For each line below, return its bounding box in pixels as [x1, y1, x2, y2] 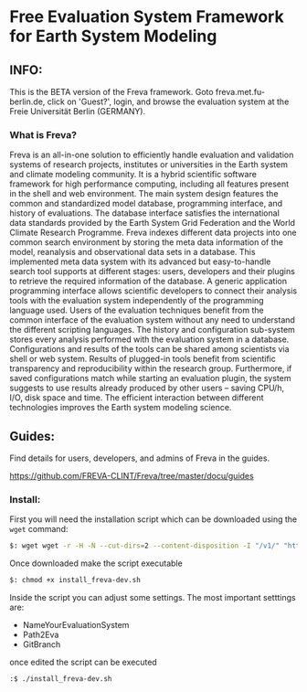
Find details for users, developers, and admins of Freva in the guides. [9, 452, 270, 463]
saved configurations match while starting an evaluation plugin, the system [9, 373, 291, 384]
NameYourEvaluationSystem [22, 620, 130, 631]
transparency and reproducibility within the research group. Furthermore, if [9, 363, 292, 374]
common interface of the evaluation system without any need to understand [9, 314, 295, 325]
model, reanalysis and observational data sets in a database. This [9, 247, 256, 258]
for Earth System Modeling [9, 26, 217, 47]
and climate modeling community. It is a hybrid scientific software [9, 169, 258, 180]
